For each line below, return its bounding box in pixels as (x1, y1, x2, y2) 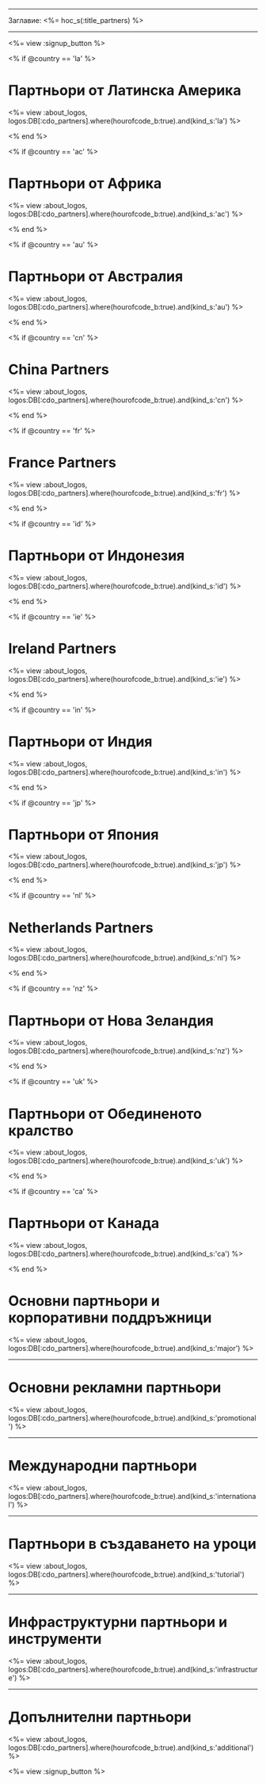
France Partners (8, 453, 116, 471)
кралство (8, 1121, 74, 1139)
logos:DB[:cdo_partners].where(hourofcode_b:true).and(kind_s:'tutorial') (8, 1569, 245, 1579)
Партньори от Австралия (8, 268, 184, 286)
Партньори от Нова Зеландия (8, 1011, 214, 1029)
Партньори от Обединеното (8, 1105, 202, 1123)
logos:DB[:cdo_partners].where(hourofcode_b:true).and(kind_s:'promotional (8, 1413, 256, 1423)
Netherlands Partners (8, 919, 154, 937)
